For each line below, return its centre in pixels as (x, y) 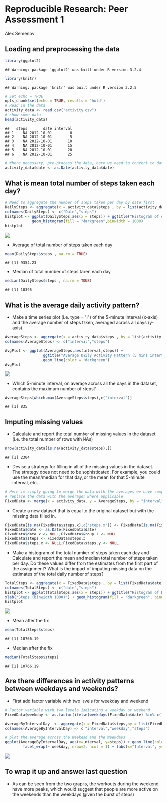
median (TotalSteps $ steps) (32, 657)
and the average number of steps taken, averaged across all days (79, 323)
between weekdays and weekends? (62, 689)
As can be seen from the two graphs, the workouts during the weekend (85, 784)
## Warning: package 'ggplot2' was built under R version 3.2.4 (73, 70)
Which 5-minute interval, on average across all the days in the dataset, (85, 383)
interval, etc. (25, 482)
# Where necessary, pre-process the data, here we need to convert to (80, 163)
